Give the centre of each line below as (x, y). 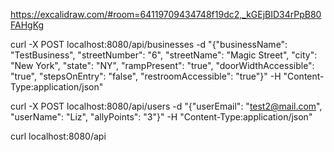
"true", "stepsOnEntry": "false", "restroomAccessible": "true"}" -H (146, 76)
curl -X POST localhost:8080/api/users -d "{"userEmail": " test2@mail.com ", (166, 106)
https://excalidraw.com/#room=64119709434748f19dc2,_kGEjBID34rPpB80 (166, 14)
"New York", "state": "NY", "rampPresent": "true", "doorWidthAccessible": (162, 65)
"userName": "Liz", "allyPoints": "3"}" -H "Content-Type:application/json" (161, 117)
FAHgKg (27, 25)
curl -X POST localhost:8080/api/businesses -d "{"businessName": (149, 44)
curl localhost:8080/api (58, 136)
